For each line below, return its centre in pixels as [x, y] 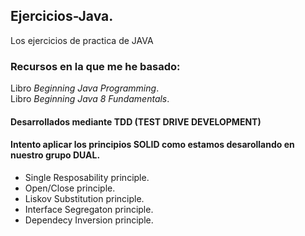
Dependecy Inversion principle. [89, 220]
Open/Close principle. [70, 188]
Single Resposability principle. [87, 177]
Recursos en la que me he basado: [95, 66]
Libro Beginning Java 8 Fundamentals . [90, 99]
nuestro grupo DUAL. [55, 155]
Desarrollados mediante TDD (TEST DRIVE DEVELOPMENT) [136, 121]
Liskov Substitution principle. [84, 198]
